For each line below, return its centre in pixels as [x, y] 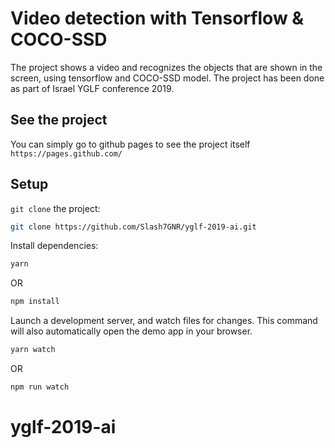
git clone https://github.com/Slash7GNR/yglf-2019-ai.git [133, 227]
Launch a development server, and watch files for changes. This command [164, 321]
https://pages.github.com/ [66, 153]
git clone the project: [55, 208]
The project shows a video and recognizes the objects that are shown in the [166, 67]
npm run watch [40, 387]
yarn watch [33, 350]
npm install [35, 302]
